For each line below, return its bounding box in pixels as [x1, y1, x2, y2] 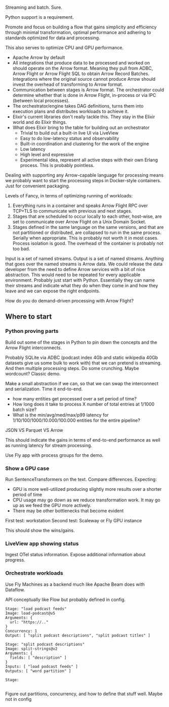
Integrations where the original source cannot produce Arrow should [12, 76, 156, 82]
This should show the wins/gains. [5, 527, 75, 533]
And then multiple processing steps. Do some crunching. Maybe [5, 365, 139, 371]
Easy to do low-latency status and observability [20, 136, 119, 141]
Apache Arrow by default [12, 54, 65, 60]
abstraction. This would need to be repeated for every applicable [5, 272, 141, 278]
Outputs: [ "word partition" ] [5, 668, 71, 674]
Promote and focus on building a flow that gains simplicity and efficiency [5, 24, 157, 30]
